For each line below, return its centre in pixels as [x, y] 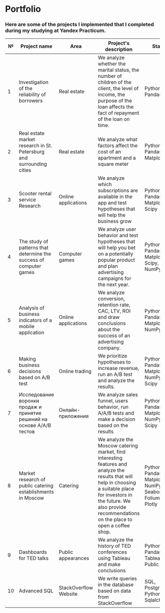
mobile [27, 327]
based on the [113, 426]
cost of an [110, 152]
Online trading [75, 371]
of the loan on [114, 119]
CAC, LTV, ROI [114, 311]
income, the [111, 94]
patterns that [34, 248]
